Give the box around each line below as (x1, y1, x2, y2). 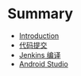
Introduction (18, 31, 60, 40)
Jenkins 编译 (18, 50, 61, 59)
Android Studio (18, 59, 68, 68)
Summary (7, 5, 73, 23)
